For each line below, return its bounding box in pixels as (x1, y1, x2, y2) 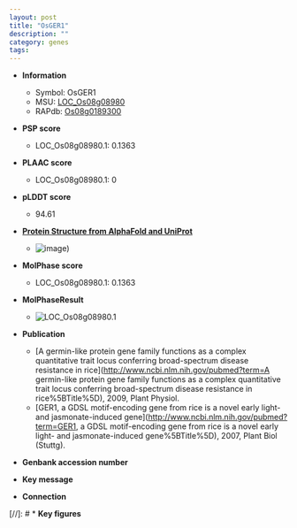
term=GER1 (34, 421, 77, 432)
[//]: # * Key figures (9, 509, 81, 519)
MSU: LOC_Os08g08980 (34, 96, 126, 107)
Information (21, 70, 67, 80)
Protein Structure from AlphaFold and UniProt (21, 226, 193, 237)
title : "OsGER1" (9, 21, 69, 30)
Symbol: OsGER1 (34, 88, 96, 98)
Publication (21, 329, 65, 340)
